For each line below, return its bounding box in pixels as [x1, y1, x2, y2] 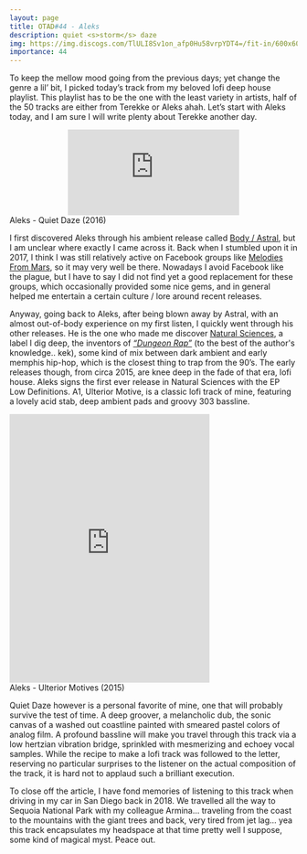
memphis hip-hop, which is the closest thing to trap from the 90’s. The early [9, 358, 296, 368]
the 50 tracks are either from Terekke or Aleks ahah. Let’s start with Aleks [9, 101, 286, 112]
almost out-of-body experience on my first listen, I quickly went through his [9, 318, 294, 329]
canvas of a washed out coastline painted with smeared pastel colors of [9, 720, 281, 731]
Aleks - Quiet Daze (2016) [9, 215, 107, 226]
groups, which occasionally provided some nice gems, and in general [9, 281, 271, 293]
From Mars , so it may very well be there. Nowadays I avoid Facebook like [9, 262, 284, 272]
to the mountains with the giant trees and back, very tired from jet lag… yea [9, 815, 293, 826]
